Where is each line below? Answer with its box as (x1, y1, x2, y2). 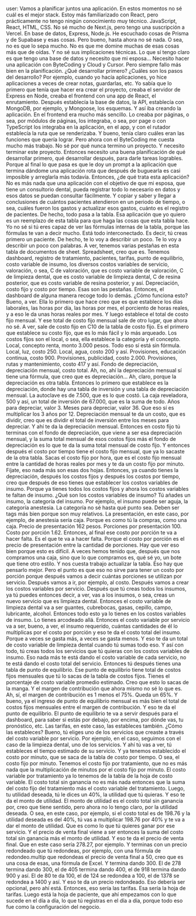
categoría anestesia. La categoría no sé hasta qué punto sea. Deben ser (6, 504, 180, 511)
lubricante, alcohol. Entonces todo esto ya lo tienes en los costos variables (6, 610, 186, 617)
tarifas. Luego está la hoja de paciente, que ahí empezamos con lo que (6, 891, 177, 898)
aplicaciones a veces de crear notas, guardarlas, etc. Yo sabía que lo (6, 80, 172, 87)
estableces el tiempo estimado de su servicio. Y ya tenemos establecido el (6, 747, 186, 754)
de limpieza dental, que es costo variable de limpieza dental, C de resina (6, 273, 181, 280)
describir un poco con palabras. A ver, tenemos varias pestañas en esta (6, 242, 180, 249)
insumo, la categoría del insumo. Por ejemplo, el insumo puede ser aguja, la (6, 498, 188, 504)
